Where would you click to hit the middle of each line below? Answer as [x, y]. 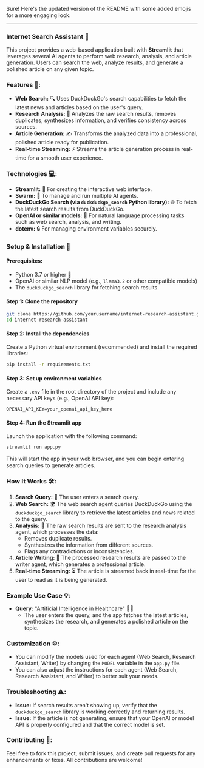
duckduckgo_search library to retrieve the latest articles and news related [105, 513]
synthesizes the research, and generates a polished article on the [106, 621]
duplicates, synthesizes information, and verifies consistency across [100, 120]
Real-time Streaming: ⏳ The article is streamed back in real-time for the [105, 571]
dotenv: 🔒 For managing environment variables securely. [86, 228]
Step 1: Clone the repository [42, 301]
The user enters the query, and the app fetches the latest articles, [106, 615]
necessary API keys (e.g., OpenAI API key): [60, 398]
